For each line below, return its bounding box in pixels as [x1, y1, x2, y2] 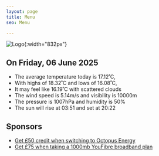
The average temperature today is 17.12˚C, [14, 73, 116, 80]
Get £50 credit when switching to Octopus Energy [14, 137, 136, 144]
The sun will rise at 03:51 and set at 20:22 [14, 104, 116, 111]
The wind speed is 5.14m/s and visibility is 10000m [14, 92, 137, 99]
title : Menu [6, 14, 35, 20]
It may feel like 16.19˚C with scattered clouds [14, 86, 122, 93]
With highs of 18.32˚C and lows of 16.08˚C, [14, 80, 117, 87]
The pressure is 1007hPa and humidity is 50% [14, 98, 126, 106]
